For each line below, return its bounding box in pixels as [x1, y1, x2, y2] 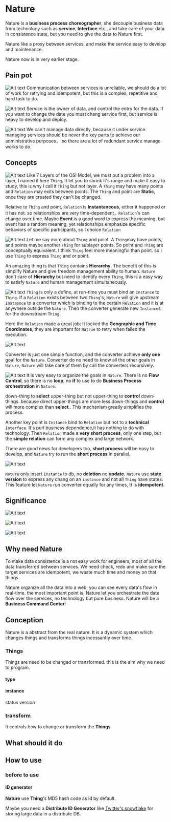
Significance [5, 496, 47, 505]
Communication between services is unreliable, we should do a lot [26, 85, 166, 91]
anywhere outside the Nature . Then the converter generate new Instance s [5, 305, 161, 311]
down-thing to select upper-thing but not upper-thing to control [5, 393, 140, 399]
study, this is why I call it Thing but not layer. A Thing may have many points [5, 183, 163, 189]
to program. [5, 664, 30, 671]
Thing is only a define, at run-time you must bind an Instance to [26, 289, 160, 295]
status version [5, 700, 35, 706]
